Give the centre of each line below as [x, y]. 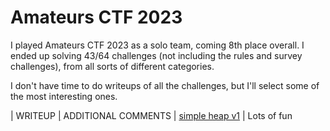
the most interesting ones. [64, 96]
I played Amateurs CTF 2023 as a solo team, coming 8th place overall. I [157, 45]
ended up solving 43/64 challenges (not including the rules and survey [156, 55]
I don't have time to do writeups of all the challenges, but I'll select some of [165, 85]
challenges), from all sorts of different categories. [112, 66]
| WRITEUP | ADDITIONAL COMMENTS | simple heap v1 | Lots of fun [151, 115]
